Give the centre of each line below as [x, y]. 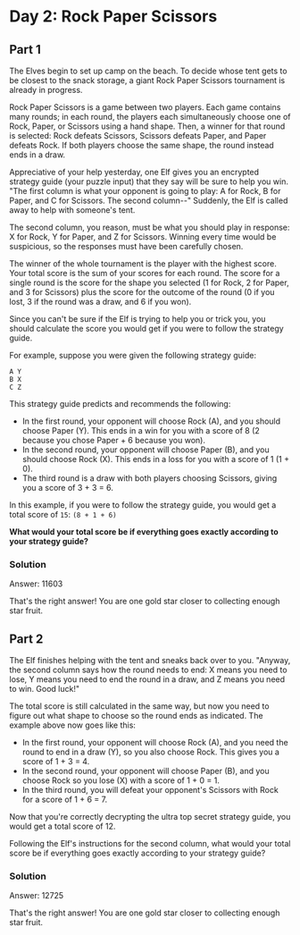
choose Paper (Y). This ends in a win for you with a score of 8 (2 [141, 430]
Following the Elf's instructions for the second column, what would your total [150, 844]
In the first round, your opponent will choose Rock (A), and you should [151, 421]
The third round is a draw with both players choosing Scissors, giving [150, 478]
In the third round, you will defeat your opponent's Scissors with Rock [150, 790]
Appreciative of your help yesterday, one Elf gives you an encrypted [134, 172]
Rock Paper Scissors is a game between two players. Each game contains [145, 107]
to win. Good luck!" [45, 689]
